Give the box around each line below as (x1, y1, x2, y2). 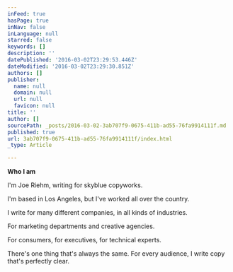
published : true (7, 129, 55, 136)
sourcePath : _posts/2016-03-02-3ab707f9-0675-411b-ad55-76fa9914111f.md (7, 122, 227, 129)
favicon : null (13, 102, 55, 110)
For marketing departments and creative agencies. (7, 222, 155, 230)
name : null (13, 83, 46, 90)
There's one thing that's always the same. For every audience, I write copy (7, 249, 225, 258)
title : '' (7, 109, 37, 116)
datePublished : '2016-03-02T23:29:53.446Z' (7, 57, 138, 64)
